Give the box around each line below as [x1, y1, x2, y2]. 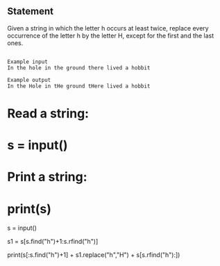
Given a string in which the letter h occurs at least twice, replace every [7, 24, 210, 32]
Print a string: [7, 169, 87, 185]
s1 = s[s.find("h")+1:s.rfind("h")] [7, 238, 99, 246]
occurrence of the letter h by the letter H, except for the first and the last [7, 31, 214, 40]
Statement [7, 6, 54, 17]
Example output [7, 76, 51, 83]
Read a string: [7, 106, 89, 121]
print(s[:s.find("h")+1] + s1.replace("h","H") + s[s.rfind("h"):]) [7, 251, 180, 259]
